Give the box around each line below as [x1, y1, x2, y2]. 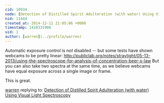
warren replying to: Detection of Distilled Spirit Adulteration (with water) [5, 87, 149, 93]
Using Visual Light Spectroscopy [5, 92, 71, 98]
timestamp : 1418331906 [5, 25, 51, 30]
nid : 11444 [5, 16, 27, 21]
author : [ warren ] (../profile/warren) [5, 34, 82, 39]
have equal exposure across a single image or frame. [5, 68, 112, 74]
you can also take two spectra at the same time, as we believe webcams [5, 63, 150, 69]
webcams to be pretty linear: [5, 52, 63, 58]
